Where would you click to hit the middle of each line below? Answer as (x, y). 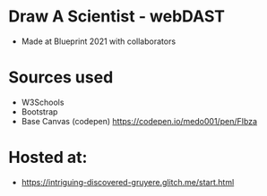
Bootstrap (39, 111)
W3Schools (43, 102)
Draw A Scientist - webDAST (117, 17)
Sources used (61, 77)
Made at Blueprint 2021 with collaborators (99, 41)
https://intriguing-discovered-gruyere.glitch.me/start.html (128, 182)
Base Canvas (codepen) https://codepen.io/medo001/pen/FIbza (139, 121)
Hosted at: (48, 158)
